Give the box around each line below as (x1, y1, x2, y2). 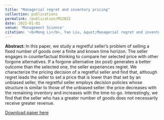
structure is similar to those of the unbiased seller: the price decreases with (5, 85, 157, 90)
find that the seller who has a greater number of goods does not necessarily (5, 95, 158, 100)
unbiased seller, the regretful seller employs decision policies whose (5, 80, 143, 85)
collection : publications (5, 12, 58, 17)
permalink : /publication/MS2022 (5, 16, 71, 21)
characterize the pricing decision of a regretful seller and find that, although (5, 69, 158, 75)
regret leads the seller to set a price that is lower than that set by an (5, 74, 141, 80)
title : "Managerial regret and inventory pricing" (5, 7, 110, 12)
